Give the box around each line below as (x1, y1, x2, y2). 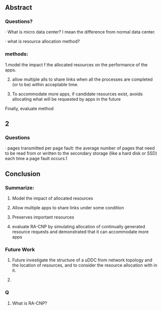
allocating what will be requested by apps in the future (12, 96, 121, 102)
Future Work (5, 246, 35, 253)
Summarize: (5, 184, 34, 191)
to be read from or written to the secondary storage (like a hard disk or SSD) (5, 150, 158, 156)
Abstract (5, 3, 32, 12)
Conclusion (5, 169, 41, 178)
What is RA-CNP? (12, 300, 48, 306)
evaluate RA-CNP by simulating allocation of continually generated (12, 224, 146, 230)
